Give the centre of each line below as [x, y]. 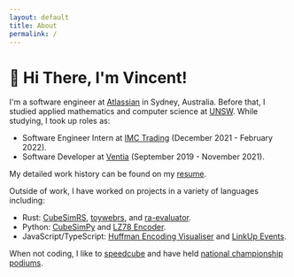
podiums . [26, 263]
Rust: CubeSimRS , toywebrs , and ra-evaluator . [107, 218]
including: [27, 201]
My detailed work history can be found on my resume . [108, 174]
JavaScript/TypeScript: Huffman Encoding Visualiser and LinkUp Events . [154, 236]
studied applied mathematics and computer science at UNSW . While [134, 112]
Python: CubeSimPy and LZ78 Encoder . [94, 227]
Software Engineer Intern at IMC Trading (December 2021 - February [147, 138]
